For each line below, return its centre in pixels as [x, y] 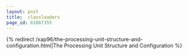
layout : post [22, 12]
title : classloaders [33, 17]
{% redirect [20, 40]
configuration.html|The [34, 46]
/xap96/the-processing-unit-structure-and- [89, 40]
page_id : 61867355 [29, 22]
